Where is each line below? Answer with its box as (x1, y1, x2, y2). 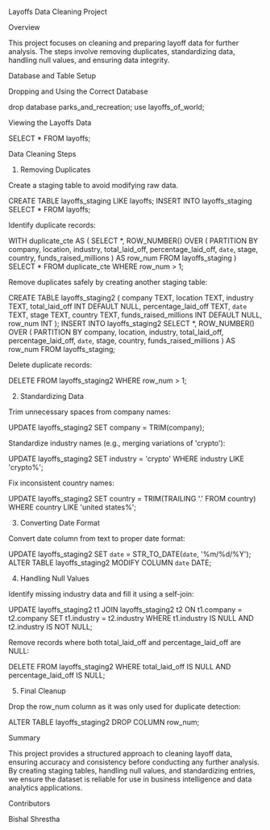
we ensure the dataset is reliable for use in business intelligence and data (8, 774, 252, 784)
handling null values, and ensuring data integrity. (8, 56, 170, 65)
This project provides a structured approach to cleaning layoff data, (8, 748, 233, 758)
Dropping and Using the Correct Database (8, 86, 148, 96)
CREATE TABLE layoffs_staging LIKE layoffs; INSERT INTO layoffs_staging (8, 196, 252, 205)
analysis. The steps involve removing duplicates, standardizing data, (8, 47, 235, 56)
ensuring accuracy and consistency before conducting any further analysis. (8, 757, 260, 766)
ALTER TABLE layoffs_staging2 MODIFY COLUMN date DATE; (8, 558, 212, 568)
